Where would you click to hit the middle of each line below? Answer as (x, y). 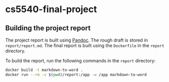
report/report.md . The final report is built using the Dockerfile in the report (85, 46)
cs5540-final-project (51, 9)
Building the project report (48, 28)
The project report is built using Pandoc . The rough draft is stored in (77, 40)
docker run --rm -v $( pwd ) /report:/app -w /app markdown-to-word (76, 74)
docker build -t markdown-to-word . (44, 70)
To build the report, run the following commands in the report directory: (80, 61)
